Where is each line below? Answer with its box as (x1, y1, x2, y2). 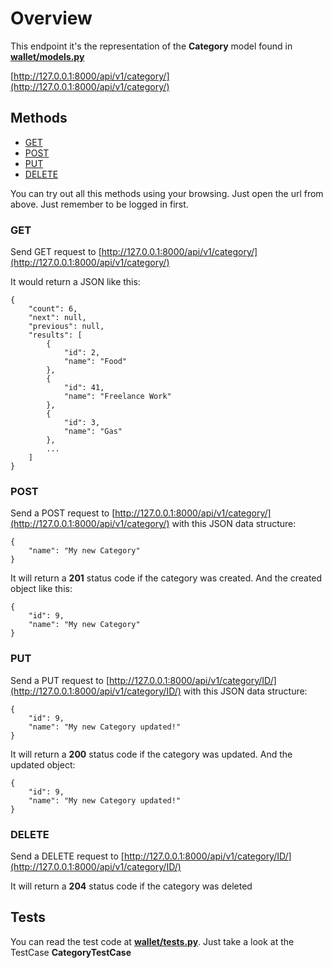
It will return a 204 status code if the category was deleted (10, 880, 253, 892)
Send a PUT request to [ (10, 674, 110, 686)
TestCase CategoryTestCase (10, 946, 132, 958)
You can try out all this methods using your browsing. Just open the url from (10, 187, 324, 199)
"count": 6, (28, 304, 78, 314)
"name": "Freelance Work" (63, 392, 172, 402)
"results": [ (28, 330, 83, 341)
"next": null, (28, 313, 87, 323)
